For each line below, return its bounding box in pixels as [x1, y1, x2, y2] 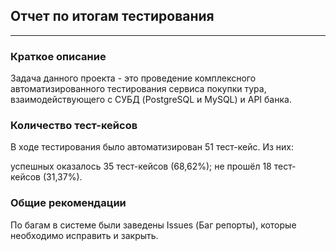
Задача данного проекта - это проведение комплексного [10, 72, 257, 84]
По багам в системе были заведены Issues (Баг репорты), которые [10, 219, 297, 231]
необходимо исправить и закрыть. [10, 229, 159, 241]
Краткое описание [10, 49, 107, 63]
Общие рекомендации [10, 196, 127, 210]
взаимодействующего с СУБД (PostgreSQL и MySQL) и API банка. [10, 94, 292, 106]
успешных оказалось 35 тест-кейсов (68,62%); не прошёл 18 [10, 160, 272, 173]
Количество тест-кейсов [10, 119, 138, 133]
